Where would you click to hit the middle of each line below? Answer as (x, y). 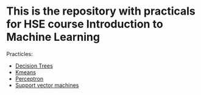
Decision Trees (34, 66)
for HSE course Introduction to (85, 24)
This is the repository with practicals (101, 11)
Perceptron (29, 79)
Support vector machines (47, 85)
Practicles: (20, 54)
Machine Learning (53, 37)
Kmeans (26, 72)
